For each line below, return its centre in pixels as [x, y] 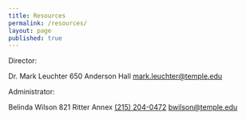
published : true [35, 38]
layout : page [30, 30]
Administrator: [32, 92]
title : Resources [37, 16]
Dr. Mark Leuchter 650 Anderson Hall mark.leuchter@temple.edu [115, 76]
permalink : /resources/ [48, 23]
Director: [23, 61]
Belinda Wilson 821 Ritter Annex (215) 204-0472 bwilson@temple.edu [123, 107]
